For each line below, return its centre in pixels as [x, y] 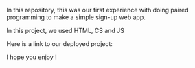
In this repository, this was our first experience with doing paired [97, 10]
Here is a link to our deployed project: [59, 44]
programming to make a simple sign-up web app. [76, 17]
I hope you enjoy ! [32, 57]
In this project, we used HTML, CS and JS [66, 31]
